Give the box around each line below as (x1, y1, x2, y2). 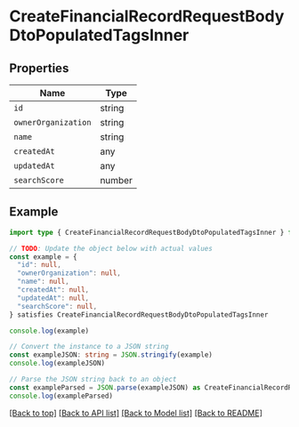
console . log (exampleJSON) (9, 359, 105, 368)
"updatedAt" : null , (17, 294, 90, 302)
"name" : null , (17, 278, 69, 286)
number (100, 174, 133, 186)
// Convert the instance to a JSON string (9, 342, 169, 351)
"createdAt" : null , (17, 286, 90, 294)
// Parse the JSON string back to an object (9, 375, 177, 384)
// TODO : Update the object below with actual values (9, 244, 214, 253)
